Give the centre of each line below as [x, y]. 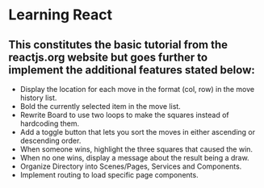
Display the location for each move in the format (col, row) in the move [137, 89]
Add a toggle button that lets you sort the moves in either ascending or [138, 132]
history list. [38, 98]
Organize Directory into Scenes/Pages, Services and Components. [131, 166]
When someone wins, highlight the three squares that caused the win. [136, 149]
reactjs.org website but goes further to [108, 57]
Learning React [61, 15]
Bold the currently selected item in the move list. [101, 106]
